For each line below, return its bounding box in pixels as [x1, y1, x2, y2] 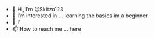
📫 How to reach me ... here [12, 25, 81, 33]
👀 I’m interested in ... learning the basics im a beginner [12, 12, 149, 19]
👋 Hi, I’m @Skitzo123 [12, 6, 64, 13]
